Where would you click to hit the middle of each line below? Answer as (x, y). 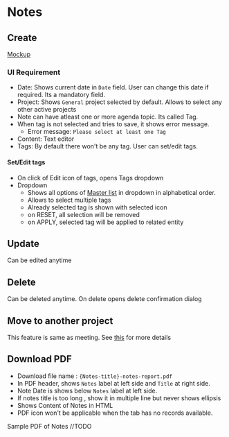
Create (22, 38)
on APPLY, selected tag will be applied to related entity (106, 222)
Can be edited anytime (39, 260)
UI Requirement (34, 72)
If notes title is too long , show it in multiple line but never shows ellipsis (119, 398)
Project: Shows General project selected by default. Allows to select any (120, 102)
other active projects (47, 110)
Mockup (19, 54)
